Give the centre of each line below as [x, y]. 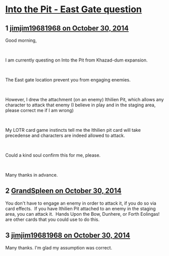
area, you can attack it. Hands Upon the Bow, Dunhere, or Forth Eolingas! [82, 214]
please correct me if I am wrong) [39, 110]
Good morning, [21, 40]
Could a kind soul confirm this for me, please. [53, 155]
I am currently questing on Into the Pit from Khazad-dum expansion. [77, 60]
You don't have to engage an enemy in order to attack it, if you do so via [81, 203]
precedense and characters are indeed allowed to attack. [65, 135]
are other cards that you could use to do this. [52, 219]
